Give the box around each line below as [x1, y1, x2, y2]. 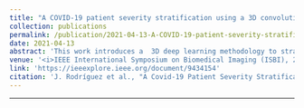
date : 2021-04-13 [9, 38, 75, 48]
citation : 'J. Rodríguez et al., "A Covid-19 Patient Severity [9, 73, 253, 82]
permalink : [9, 30, 51, 39]
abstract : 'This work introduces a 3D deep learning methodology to [9, 47, 278, 56]
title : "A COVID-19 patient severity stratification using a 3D [9, 13, 257, 23]
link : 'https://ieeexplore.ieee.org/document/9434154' [9, 64, 221, 74]
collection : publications [9, 22, 107, 31]
